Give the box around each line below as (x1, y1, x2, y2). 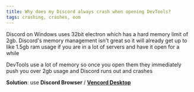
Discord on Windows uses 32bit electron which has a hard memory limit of (6, 30, 189, 37)
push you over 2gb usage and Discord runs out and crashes (6, 67, 153, 74)
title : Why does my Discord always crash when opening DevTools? (6, 8, 171, 15)
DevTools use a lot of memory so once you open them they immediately (6, 61, 182, 68)
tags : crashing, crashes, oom (6, 14, 81, 20)
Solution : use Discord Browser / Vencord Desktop (6, 78, 131, 86)
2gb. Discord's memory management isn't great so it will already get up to (6, 37, 187, 44)
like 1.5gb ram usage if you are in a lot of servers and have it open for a (6, 43, 180, 50)
